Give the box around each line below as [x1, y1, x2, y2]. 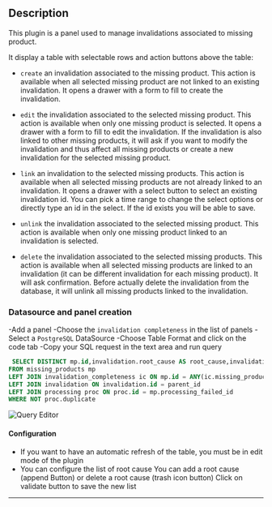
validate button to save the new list [19, 481, 137, 491]
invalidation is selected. [19, 235, 99, 246]
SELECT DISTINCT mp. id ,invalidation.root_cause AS [11, 358, 186, 366]
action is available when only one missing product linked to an [19, 227, 227, 237]
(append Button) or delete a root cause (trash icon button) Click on [19, 472, 243, 482]
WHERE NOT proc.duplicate [8, 395, 96, 404]
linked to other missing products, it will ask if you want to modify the [19, 135, 249, 145]
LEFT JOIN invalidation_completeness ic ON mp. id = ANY [8, 372, 201, 380]
